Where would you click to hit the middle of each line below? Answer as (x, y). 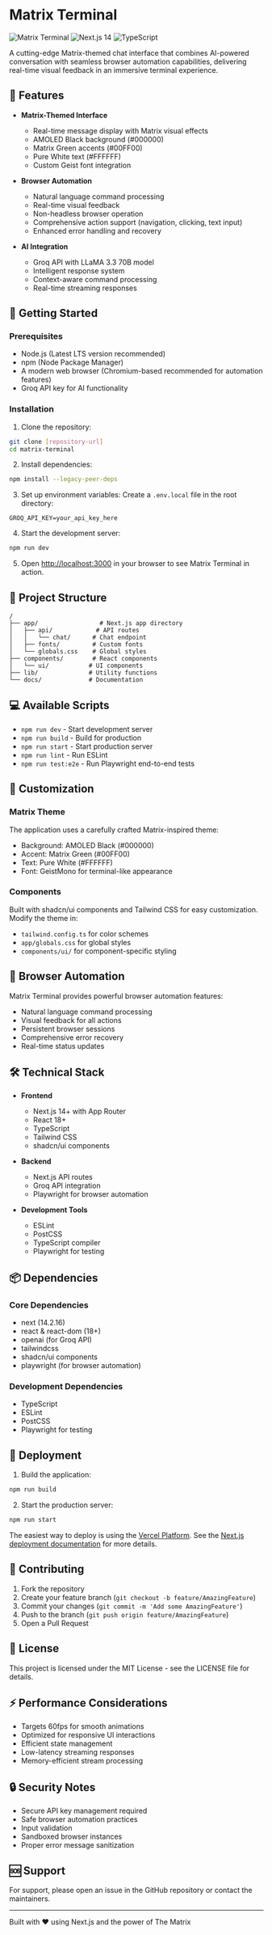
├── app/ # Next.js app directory (96, 623)
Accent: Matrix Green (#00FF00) (75, 854)
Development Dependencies (66, 1387)
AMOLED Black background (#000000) (98, 139)
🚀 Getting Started (54, 313)
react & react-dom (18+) (61, 1331)
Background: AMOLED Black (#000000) (87, 845)
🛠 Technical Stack (57, 1073)
